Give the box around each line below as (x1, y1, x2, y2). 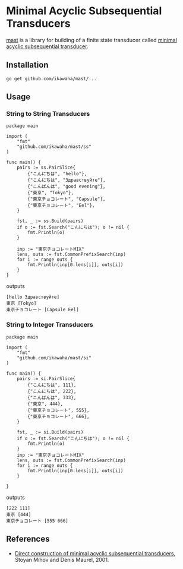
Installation (6, 60, 49, 70)
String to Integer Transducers (6, 321, 93, 329)
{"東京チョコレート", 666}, (27, 413, 90, 419)
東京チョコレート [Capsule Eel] (6, 307, 79, 313)
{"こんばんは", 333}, (27, 394, 77, 400)
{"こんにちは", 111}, (27, 382, 77, 388)
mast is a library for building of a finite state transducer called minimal (6, 36, 177, 43)
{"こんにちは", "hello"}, (27, 171, 87, 177)
